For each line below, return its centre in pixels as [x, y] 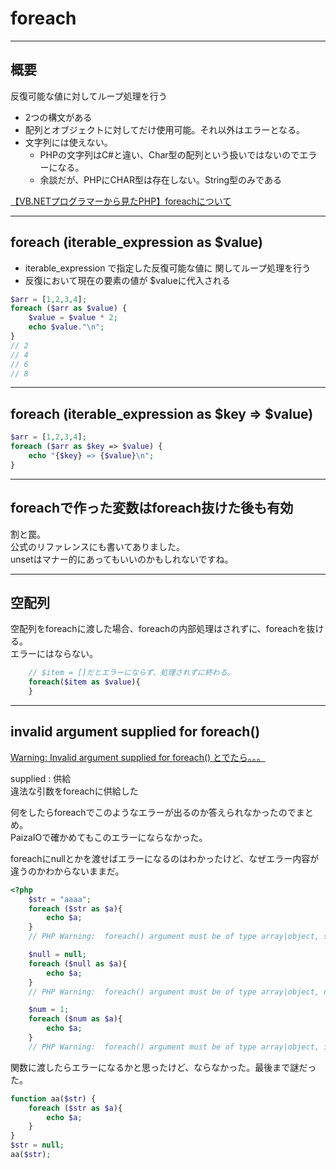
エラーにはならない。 [54, 654]
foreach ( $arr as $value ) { [69, 308]
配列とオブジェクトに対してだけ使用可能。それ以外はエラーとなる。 [164, 129]
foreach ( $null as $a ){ [78, 963]
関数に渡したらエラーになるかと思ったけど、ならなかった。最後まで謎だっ [163, 1067]
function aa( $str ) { [53, 1098]
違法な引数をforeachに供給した [74, 791]
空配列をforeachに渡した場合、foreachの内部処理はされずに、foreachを [158, 629]
